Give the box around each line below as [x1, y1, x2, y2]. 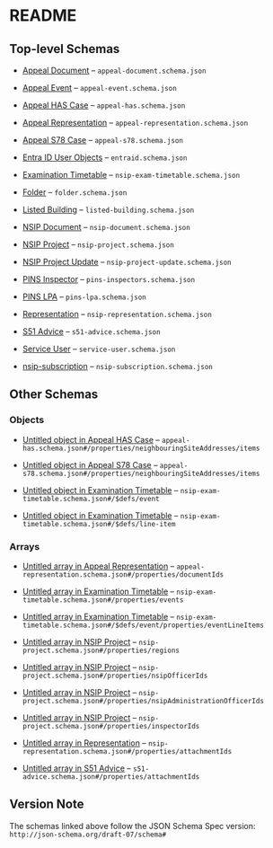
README [9, 5, 77, 26]
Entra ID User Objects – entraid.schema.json [22, 152, 188, 163]
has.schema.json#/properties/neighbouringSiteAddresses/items [22, 444, 260, 453]
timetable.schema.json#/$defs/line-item [22, 519, 176, 528]
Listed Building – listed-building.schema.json [22, 204, 195, 215]
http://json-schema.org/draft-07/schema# [9, 830, 167, 839]
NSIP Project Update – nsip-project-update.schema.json [22, 257, 232, 267]
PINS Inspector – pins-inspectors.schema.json [22, 274, 196, 284]
